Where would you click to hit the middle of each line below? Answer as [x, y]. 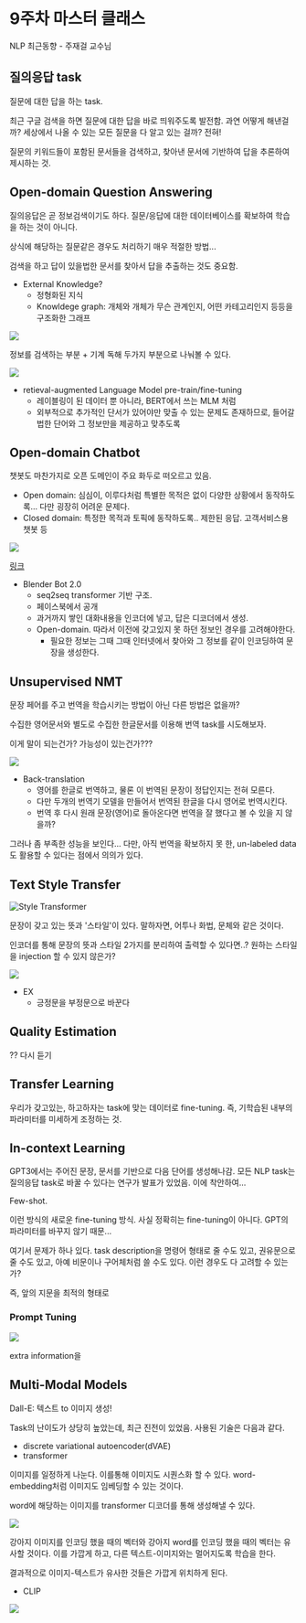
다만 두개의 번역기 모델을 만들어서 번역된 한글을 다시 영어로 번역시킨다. [162, 802]
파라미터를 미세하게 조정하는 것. [66, 1119]
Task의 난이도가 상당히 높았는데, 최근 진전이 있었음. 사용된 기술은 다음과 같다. [147, 1427]
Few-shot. [29, 1201]
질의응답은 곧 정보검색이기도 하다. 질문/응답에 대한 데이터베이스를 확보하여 [142, 215]
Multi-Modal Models [69, 1385]
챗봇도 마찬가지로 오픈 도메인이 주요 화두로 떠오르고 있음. [111, 475]
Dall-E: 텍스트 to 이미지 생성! [61, 1408]
